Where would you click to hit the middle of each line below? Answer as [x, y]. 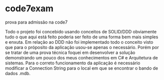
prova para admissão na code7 [36, 22]
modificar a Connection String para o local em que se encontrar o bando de [82, 68]
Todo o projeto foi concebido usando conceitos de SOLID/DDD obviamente [81, 31]
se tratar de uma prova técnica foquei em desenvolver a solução [70, 53]
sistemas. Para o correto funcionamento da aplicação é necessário [73, 63]
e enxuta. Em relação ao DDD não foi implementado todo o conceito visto [79, 42]
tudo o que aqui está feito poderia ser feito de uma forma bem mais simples [82, 37]
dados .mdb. [18, 73]
